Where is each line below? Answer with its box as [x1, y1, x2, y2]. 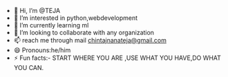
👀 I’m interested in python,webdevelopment [13, 14, 138, 22]
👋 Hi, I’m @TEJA [13, 7, 61, 14]
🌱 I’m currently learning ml [13, 21, 89, 29]
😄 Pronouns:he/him [13, 46, 71, 54]
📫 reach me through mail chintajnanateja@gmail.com [13, 36, 167, 44]
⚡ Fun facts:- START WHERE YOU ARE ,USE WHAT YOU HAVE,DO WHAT [13, 54, 221, 62]
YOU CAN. [13, 64, 44, 71]
